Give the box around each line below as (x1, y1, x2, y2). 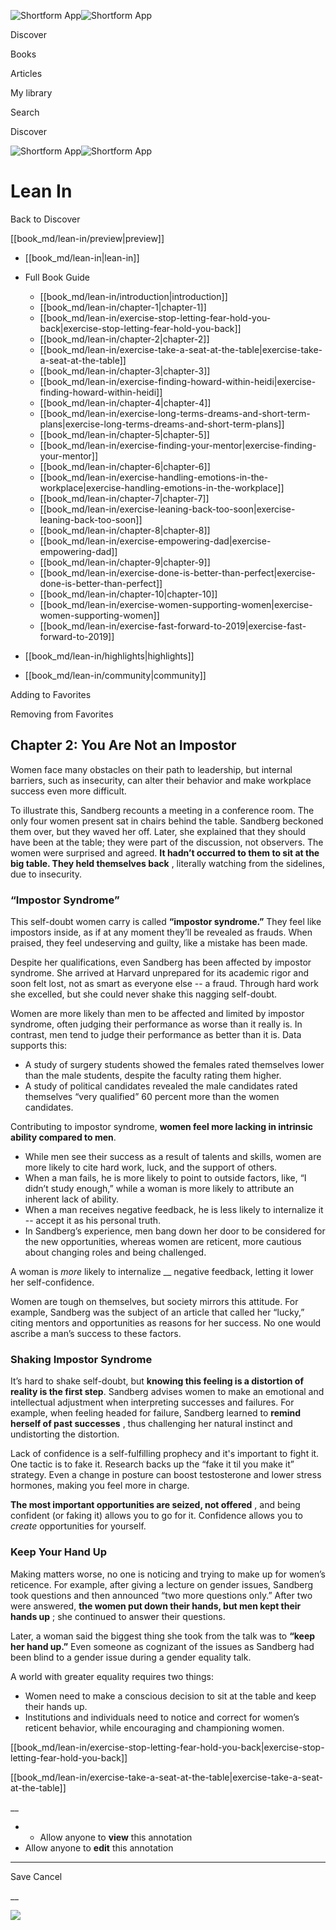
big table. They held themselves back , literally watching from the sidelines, (10, 857, 325, 869)
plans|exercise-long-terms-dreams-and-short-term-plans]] (39, 418, 285, 430)
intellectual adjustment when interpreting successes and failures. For (10, 1396, 295, 1409)
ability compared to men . (10, 1131, 117, 1144)
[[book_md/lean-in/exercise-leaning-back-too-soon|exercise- (39, 503, 296, 515)
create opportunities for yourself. (10, 1520, 147, 1532)
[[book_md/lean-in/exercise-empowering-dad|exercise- (39, 535, 272, 547)
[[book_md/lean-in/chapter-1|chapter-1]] (39, 301, 207, 313)
